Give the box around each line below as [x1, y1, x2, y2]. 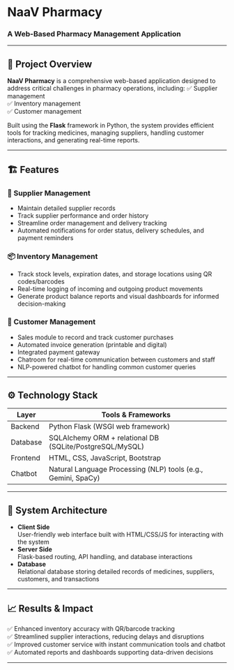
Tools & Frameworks [101, 410, 171, 419]
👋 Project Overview [7, 58, 93, 70]
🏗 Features [7, 163, 59, 175]
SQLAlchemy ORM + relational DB [48, 433, 159, 443]
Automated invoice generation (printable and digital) [17, 340, 167, 349]
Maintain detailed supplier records [17, 204, 116, 212]
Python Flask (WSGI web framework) [48, 422, 171, 431]
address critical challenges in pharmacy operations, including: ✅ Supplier [7, 84, 218, 93]
